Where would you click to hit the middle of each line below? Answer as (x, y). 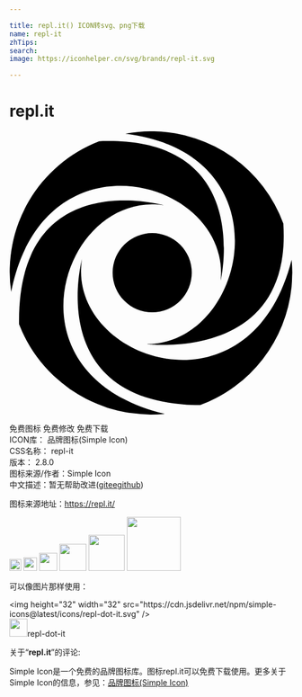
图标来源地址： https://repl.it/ (62, 504)
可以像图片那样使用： (49, 586)
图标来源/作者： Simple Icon (60, 474)
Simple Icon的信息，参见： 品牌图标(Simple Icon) (99, 683)
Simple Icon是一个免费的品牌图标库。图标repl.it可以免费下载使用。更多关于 (148, 672)
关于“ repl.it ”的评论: (45, 652)
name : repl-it (36, 34)
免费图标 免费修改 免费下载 (59, 429)
